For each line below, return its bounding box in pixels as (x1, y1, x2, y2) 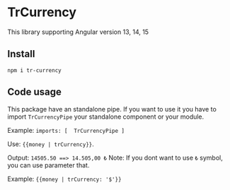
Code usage (7, 86, 62, 98)
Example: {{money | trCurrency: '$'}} (7, 174, 122, 183)
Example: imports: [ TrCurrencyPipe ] (7, 126, 125, 134)
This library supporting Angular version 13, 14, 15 (7, 28, 149, 36)
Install (7, 48, 35, 60)
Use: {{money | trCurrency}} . (7, 139, 94, 148)
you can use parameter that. (7, 160, 90, 170)
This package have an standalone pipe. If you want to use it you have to (7, 105, 217, 113)
